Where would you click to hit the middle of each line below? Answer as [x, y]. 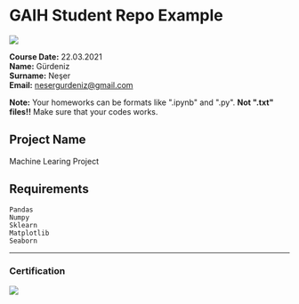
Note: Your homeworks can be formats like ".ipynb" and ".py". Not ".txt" [141, 102]
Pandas [21, 210]
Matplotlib [29, 233]
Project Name [48, 140]
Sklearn [24, 225]
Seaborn [24, 241]
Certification [37, 271]
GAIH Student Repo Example [117, 16]
